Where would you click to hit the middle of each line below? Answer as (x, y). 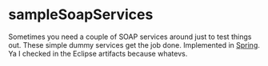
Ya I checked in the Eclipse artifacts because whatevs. (98, 53)
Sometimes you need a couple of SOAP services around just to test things (130, 37)
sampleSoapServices (81, 15)
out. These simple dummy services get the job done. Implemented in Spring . (134, 45)
